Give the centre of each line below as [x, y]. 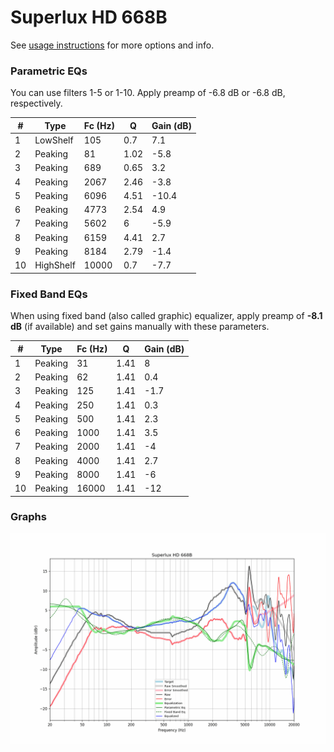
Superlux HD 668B [89, 17]
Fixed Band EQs [49, 294]
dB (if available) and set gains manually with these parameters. [140, 327]
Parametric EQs [49, 71]
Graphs [28, 517]
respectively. [36, 103]
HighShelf [55, 265]
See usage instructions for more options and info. [112, 45]
